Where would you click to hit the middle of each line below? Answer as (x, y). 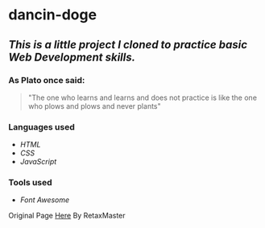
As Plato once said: (47, 80)
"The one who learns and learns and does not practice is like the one (143, 97)
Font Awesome (45, 200)
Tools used (30, 183)
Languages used (41, 126)
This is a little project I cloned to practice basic (128, 45)
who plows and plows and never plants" (94, 106)
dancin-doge (53, 15)
